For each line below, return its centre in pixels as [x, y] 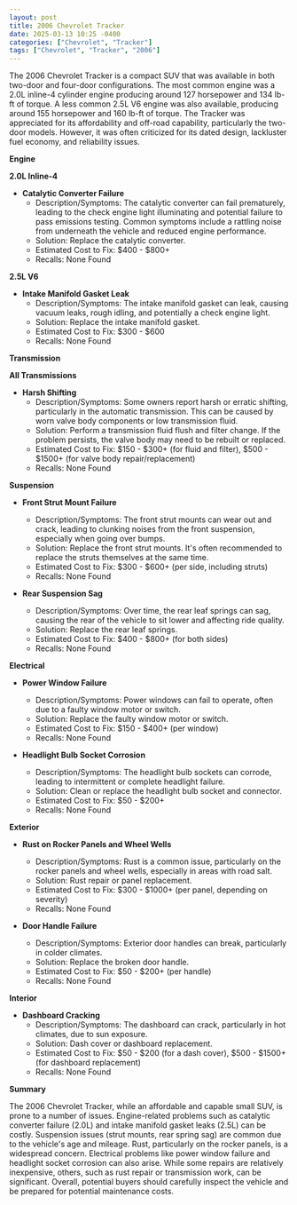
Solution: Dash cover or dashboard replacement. [124, 1043]
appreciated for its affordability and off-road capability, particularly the [138, 123]
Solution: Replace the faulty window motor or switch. [132, 719]
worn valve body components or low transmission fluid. [137, 421]
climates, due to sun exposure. [91, 1035]
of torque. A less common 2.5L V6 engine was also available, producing [148, 104]
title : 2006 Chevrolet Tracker [67, 26]
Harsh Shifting [49, 392]
